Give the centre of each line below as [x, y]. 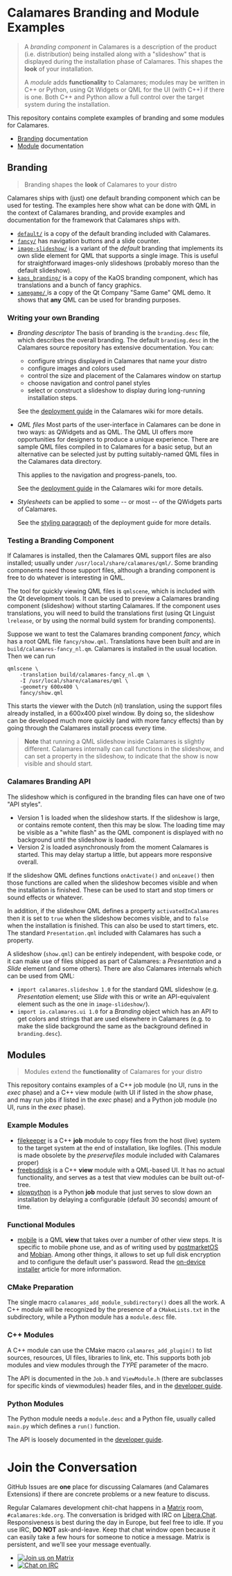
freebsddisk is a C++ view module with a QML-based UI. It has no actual [121, 1170]
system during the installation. [67, 104]
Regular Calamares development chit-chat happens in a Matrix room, [106, 1507]
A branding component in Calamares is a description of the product [120, 46]
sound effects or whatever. [46, 897]
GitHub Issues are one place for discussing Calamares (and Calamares [108, 1487]
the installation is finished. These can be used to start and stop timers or [110, 890]
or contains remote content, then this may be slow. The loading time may [121, 825]
